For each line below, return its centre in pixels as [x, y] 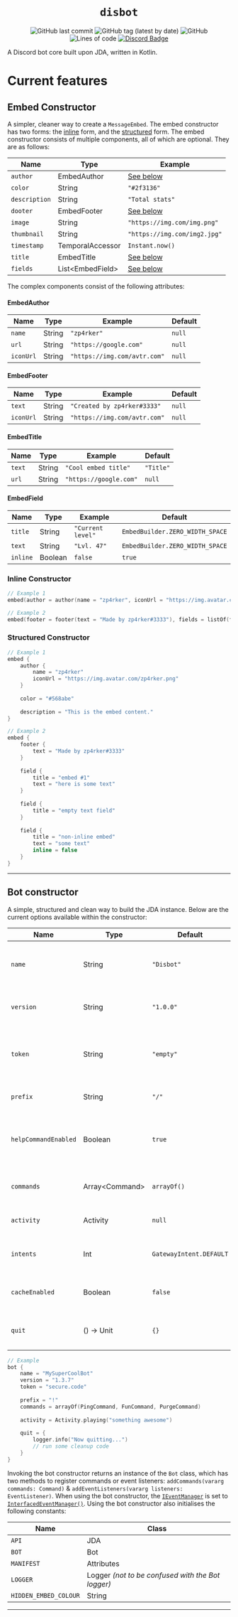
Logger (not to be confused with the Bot [153, 1575]
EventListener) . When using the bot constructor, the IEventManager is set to [118, 1495]
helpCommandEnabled [44, 1139]
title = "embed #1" [62, 778]
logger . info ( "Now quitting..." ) [81, 1440]
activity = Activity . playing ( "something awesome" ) [96, 1420]
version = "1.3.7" [47, 1380]
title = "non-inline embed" [74, 837]
